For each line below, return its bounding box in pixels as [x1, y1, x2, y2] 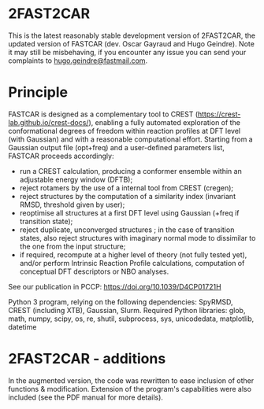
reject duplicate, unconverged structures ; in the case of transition [19, 225, 235, 234]
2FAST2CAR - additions [8, 350, 166, 368]
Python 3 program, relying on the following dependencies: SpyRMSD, [8, 297, 234, 307]
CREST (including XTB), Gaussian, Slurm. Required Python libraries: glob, [8, 305, 246, 315]
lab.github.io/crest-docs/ [8, 117, 89, 127]
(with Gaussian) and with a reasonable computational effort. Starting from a [8, 134, 254, 144]
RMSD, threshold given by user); [19, 200, 125, 209]
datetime [8, 322, 37, 331]
